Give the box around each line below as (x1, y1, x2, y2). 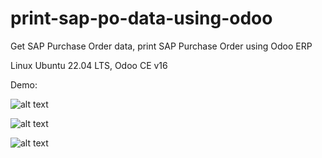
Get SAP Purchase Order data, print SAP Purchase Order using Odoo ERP (10, 40, 313, 52)
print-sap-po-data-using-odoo (10, 7, 273, 30)
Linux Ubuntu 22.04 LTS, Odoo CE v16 (10, 59, 168, 71)
